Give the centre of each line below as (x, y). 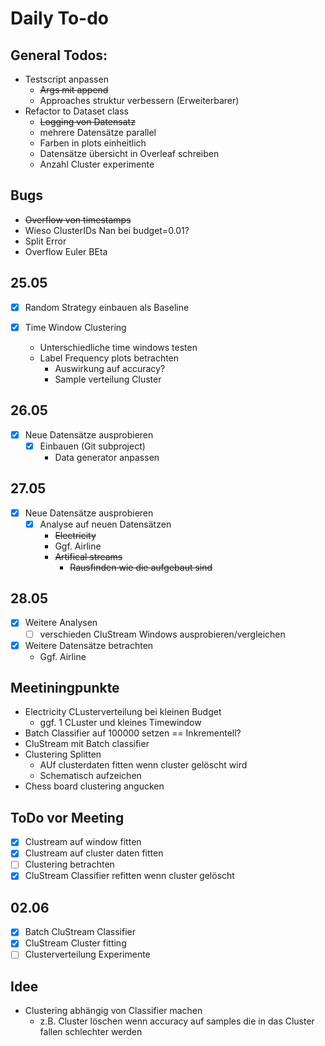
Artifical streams (88, 556)
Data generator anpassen (107, 457)
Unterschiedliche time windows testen (118, 347)
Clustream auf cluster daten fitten (94, 853)
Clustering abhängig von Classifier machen (113, 1011)
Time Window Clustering (75, 327)
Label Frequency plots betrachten (109, 358)
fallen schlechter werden (91, 1032)
